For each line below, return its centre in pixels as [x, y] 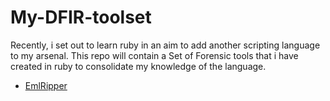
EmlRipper [46, 85]
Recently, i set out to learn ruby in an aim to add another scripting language [165, 45]
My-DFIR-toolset [81, 17]
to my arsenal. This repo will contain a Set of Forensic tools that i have [154, 55]
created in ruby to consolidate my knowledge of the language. [138, 66]
